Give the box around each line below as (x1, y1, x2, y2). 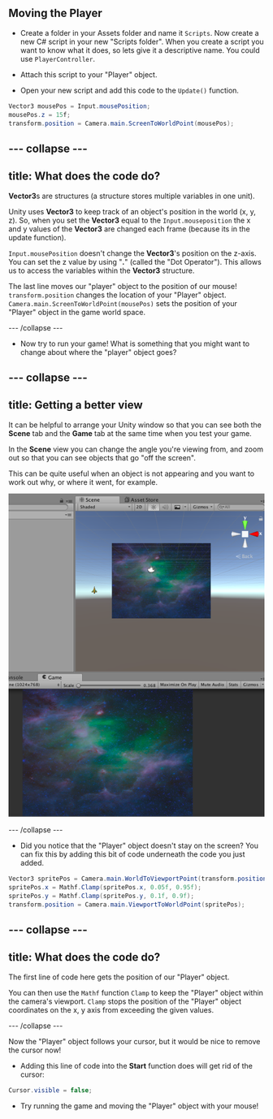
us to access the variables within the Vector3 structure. (8, 266, 195, 275)
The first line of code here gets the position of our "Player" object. (8, 972, 230, 982)
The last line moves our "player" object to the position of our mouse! (8, 281, 237, 291)
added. (19, 858, 45, 868)
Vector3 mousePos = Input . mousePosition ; (8, 102, 151, 110)
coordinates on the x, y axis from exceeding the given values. (8, 1005, 214, 1014)
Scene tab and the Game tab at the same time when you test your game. (8, 428, 252, 438)
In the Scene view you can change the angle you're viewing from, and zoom (8, 444, 264, 454)
